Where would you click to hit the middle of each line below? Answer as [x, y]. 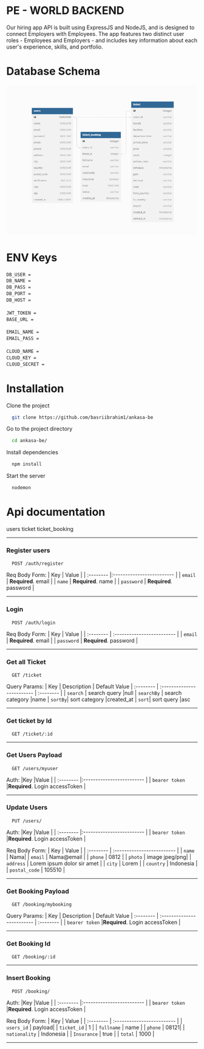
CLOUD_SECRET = [25, 364]
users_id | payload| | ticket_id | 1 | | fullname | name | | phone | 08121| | [96, 1027]
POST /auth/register [38, 564]
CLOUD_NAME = [23, 352]
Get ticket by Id [29, 720]
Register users [28, 550]
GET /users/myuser [35, 768]
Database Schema [53, 71]
